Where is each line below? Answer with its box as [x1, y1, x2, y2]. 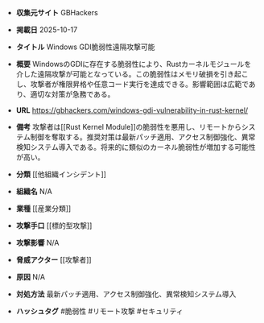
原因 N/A [15, 272, 46, 281]
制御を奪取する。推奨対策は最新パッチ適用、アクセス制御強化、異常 [30, 132, 256, 142]
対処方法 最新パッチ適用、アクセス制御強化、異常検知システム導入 [15, 289, 237, 299]
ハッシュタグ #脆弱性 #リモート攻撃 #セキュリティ [15, 306, 184, 316]
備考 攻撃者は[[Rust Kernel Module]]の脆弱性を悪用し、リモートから [15, 122, 242, 131]
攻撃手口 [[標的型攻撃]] [15, 221, 93, 230]
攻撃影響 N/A [15, 238, 60, 247]
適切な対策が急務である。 [30, 89, 115, 99]
